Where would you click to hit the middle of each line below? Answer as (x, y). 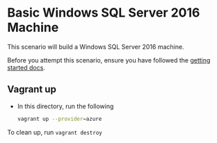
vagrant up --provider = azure (59, 119)
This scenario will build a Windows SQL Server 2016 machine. (96, 47)
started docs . (26, 67)
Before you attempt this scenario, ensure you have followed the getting (109, 60)
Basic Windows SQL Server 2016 (104, 13)
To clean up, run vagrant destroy (55, 132)
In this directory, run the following (65, 106)
